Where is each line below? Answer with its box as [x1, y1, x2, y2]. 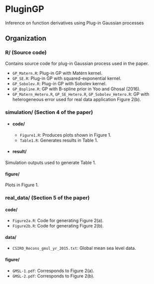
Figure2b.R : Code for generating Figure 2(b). [12, 223, 104, 229]
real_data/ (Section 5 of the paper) [5, 194, 90, 201]
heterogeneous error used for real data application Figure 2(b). [12, 96, 142, 102]
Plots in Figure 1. [5, 182, 39, 188]
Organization [5, 34, 46, 43]
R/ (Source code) [5, 49, 47, 56]
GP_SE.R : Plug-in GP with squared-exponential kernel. [12, 75, 122, 81]
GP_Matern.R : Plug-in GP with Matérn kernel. [12, 70, 103, 76]
